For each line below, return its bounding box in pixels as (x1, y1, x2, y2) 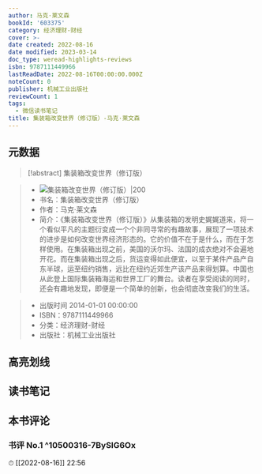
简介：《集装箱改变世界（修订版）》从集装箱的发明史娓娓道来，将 (39, 214, 247, 224)
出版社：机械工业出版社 (39, 329, 116, 340)
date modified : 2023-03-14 (8, 48, 97, 56)
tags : (8, 100, 26, 107)
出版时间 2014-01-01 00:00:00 (39, 300, 138, 310)
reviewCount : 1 (8, 92, 58, 100)
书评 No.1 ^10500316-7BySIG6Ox (8, 439, 137, 450)
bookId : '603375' (8, 19, 65, 27)
